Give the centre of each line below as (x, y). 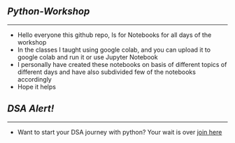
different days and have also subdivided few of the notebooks (106, 72)
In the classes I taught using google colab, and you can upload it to (114, 50)
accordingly (35, 79)
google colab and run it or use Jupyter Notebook (88, 57)
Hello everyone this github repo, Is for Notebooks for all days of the (114, 35)
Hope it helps (36, 86)
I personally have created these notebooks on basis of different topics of (122, 64)
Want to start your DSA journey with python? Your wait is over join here (120, 132)
